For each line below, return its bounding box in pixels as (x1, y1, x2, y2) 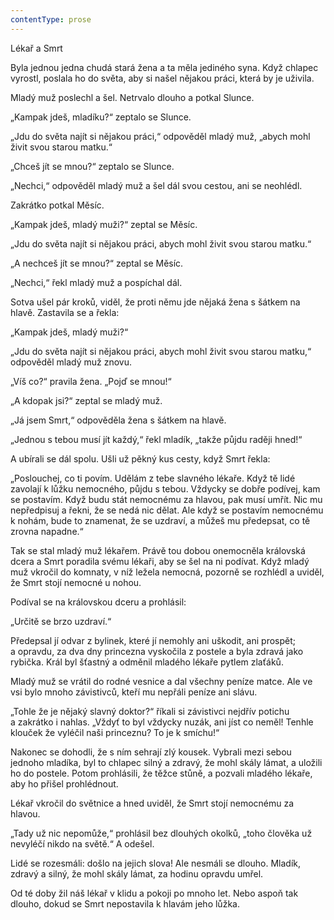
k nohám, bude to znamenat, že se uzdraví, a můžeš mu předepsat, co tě (10, 514, 311, 526)
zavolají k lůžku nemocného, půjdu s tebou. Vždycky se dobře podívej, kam (10, 482, 321, 495)
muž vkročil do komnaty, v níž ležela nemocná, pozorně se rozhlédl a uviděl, (10, 566, 325, 578)
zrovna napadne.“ (10, 525, 84, 537)
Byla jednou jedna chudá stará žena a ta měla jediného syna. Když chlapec (10, 61, 319, 73)
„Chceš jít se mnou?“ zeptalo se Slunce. (10, 160, 175, 172)
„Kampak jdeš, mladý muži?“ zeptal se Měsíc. (10, 218, 198, 230)
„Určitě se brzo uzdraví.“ (10, 615, 112, 627)
